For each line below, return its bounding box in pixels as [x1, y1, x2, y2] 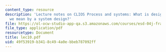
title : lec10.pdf [5, 35, 41, 40]
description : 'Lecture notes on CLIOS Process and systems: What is [5, 12, 149, 17]
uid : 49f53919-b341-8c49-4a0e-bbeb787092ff [5, 40, 96, 45]
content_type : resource [5, 7, 54, 12]
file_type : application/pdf [5, 26, 63, 31]
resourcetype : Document [5, 30, 54, 35]
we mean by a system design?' [9, 16, 72, 21]
